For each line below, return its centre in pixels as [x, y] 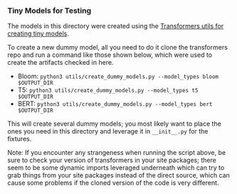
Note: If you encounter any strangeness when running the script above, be [117, 153]
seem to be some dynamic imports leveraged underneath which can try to [116, 168]
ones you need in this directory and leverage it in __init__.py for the [108, 131]
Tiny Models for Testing [49, 11]
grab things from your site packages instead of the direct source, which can [118, 176]
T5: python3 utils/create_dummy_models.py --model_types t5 [108, 90]
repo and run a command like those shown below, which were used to [110, 55]
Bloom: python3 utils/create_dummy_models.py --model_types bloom [118, 76]
